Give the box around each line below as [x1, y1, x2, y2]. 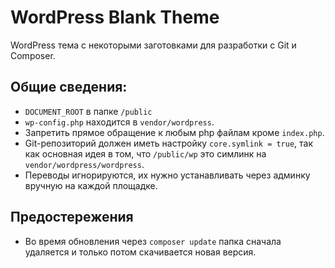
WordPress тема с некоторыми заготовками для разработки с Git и [10, 39, 297, 51]
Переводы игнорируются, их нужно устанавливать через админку [24, 169, 311, 181]
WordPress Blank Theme [10, 6, 220, 29]
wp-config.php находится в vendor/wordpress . [24, 116, 215, 128]
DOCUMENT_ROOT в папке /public [24, 105, 153, 117]
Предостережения [10, 209, 134, 226]
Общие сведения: [10, 79, 128, 96]
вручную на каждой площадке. [24, 179, 158, 191]
